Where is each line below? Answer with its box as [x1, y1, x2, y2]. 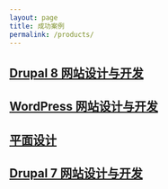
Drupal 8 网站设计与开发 [9, 65, 144, 81]
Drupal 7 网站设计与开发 [9, 166, 144, 181]
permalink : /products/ [9, 30, 94, 39]
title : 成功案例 [9, 22, 65, 31]
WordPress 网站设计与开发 [9, 99, 159, 114]
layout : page [9, 13, 58, 22]
